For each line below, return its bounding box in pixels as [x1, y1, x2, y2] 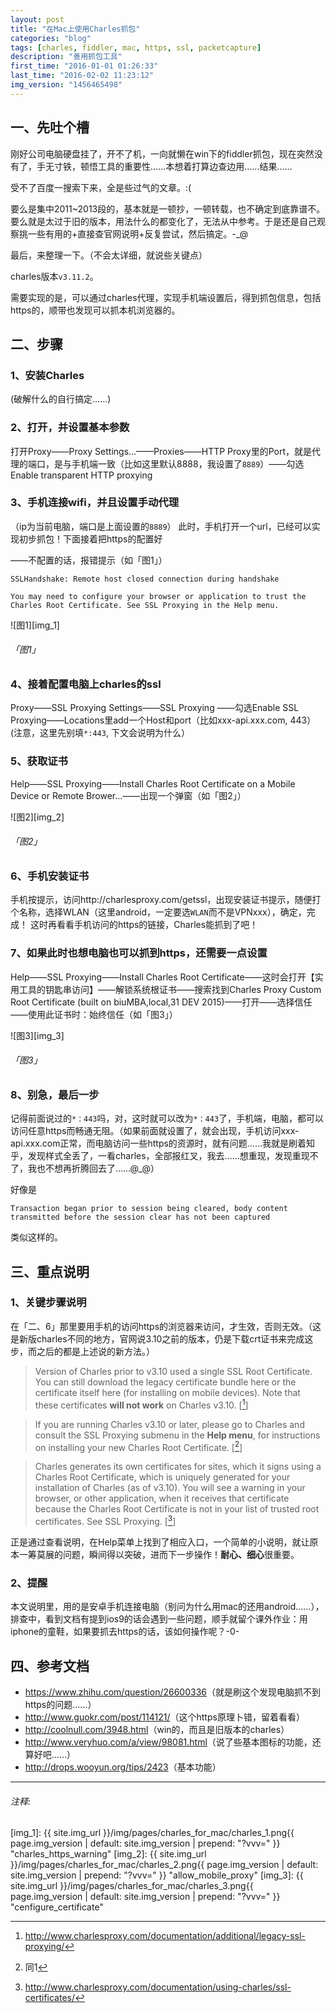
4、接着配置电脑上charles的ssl [10, 677, 162, 691]
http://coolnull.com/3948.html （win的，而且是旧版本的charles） [24, 1723, 290, 1735]
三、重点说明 [10, 1263, 90, 1280]
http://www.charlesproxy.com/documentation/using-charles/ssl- [24, 1981, 292, 1993]
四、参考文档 [10, 1657, 90, 1675]
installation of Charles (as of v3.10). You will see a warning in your [34, 1482, 306, 1494]
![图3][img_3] [10, 1029, 65, 1041]
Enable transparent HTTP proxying [10, 469, 153, 481]
